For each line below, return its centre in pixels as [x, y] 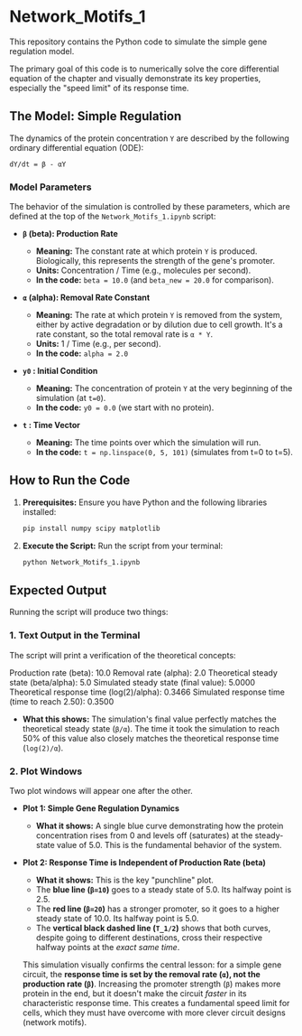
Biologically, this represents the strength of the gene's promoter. [155, 261]
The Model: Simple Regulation [96, 116]
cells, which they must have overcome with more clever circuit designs [154, 1013]
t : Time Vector [51, 425]
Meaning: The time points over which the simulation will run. [148, 443]
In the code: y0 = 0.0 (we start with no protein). [125, 407]
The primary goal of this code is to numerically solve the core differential [144, 69]
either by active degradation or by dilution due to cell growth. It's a [159, 325]
